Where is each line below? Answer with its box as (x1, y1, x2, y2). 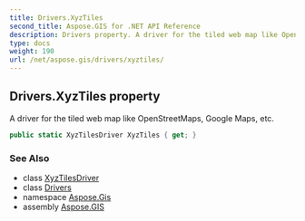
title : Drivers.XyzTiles (9, 13, 103, 23)
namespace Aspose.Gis (22, 191, 112, 202)
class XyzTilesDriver (22, 172, 100, 183)
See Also (9, 151, 50, 164)
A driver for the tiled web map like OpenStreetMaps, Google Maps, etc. (9, 112, 275, 123)
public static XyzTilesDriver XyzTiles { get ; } (9, 130, 197, 139)
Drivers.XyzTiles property (9, 89, 161, 104)
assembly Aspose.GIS (22, 201, 104, 212)
